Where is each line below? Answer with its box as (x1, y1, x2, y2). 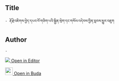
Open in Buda (14, 70, 41, 76)
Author (5, 36, 27, 44)
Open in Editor (11, 58, 40, 64)
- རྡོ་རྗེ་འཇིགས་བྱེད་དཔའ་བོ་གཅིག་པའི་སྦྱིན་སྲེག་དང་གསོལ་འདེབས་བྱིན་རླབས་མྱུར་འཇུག (5, 18, 115, 23)
